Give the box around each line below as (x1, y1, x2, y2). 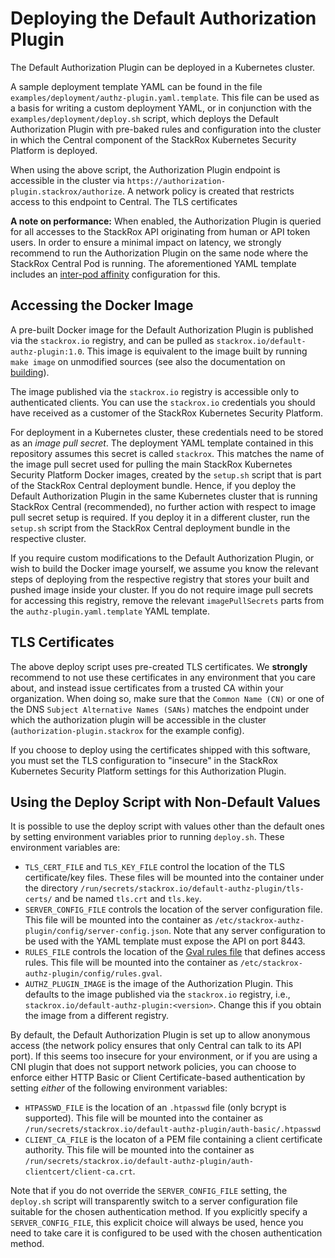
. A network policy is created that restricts (121, 185, 295, 197)
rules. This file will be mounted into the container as (24, 957, 238, 969)
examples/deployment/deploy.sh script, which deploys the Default (10, 112, 279, 124)
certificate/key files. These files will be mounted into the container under (24, 872, 325, 884)
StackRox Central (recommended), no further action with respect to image (10, 500, 317, 512)
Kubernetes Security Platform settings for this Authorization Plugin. (10, 765, 287, 777)
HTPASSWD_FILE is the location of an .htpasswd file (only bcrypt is (24, 1102, 287, 1114)
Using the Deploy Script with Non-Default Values (10, 793, 321, 811)
